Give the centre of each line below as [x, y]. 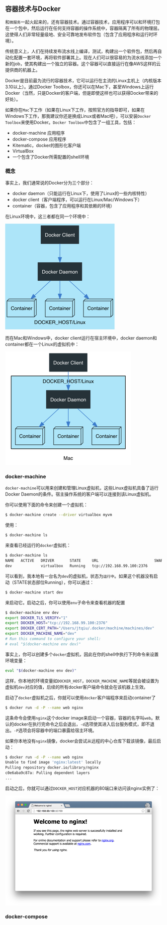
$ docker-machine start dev [34, 592]
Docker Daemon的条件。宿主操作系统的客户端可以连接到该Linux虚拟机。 [80, 494]
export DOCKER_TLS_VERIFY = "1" [37, 618]
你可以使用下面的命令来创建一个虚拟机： [46, 505]
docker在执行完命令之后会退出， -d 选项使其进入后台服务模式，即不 [82, 724]
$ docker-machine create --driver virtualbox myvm [59, 515]
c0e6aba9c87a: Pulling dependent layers [48, 773]
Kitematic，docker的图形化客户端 [46, 145]
